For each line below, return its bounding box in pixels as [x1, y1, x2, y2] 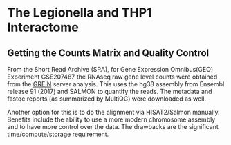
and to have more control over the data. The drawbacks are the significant [7, 123, 219, 130]
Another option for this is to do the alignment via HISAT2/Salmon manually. [7, 108, 220, 116]
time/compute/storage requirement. [7, 130, 109, 138]
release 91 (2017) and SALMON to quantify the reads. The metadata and [7, 88, 212, 95]
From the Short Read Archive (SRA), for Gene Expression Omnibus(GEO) [7, 66, 214, 73]
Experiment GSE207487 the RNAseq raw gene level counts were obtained [7, 72, 218, 81]
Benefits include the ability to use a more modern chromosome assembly [7, 115, 216, 124]
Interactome [7, 19, 80, 35]
